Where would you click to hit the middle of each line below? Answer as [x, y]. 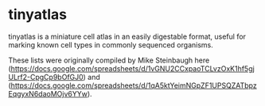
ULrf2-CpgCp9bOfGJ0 [46, 77]
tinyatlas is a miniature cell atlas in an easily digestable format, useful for [127, 36]
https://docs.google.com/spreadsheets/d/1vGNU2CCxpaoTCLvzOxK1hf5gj [132, 68]
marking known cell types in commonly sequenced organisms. [111, 44]
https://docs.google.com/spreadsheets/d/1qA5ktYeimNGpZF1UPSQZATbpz [134, 85]
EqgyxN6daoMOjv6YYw [48, 93]
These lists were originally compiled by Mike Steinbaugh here [109, 60]
